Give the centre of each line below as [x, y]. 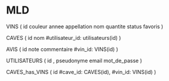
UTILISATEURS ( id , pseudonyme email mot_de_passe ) [74, 60]
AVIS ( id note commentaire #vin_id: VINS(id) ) [62, 49]
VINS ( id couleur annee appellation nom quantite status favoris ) [85, 26]
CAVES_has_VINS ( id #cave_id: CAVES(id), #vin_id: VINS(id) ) [81, 72]
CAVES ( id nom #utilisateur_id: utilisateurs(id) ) [64, 38]
